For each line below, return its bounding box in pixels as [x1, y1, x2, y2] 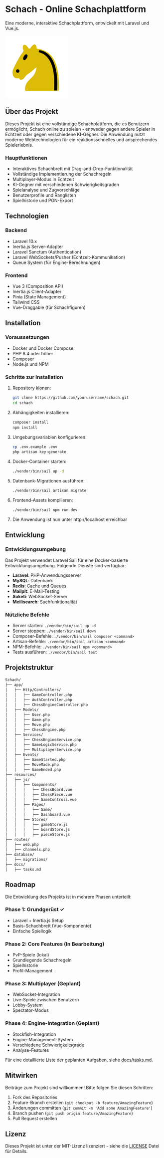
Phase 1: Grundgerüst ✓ [5, 906, 65, 913]
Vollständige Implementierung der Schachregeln [12, 171, 112, 177]
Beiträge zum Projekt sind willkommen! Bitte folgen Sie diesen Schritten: [5, 1084, 154, 1091]
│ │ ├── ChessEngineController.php [5, 702, 88, 707]
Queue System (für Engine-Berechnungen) [12, 259, 101, 265]
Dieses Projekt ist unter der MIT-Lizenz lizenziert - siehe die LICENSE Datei [5, 1143, 160, 1149]
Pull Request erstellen [12, 1115, 57, 1121]
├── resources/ [5, 772, 37, 777]
